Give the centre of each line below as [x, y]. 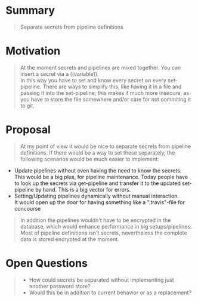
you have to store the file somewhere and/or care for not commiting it [106, 99]
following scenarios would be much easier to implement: [89, 159]
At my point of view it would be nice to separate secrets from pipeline [106, 146]
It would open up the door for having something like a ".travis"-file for [100, 202]
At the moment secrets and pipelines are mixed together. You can [100, 67]
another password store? [60, 286]
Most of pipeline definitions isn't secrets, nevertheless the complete [103, 233]
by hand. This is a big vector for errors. [83, 189]
